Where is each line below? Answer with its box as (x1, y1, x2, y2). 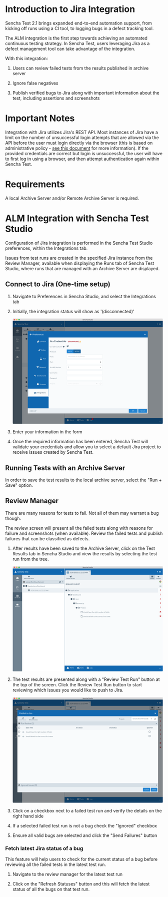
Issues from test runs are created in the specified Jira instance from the (5, 255, 153, 261)
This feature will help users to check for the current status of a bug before (5, 856, 158, 862)
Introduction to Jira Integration (5, 4, 135, 15)
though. (5, 515, 21, 521)
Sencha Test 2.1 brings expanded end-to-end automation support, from (5, 20, 152, 26)
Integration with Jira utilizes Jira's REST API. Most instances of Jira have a (5, 129, 158, 135)
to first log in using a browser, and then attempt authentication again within (5, 156, 159, 162)
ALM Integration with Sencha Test (5, 213, 149, 224)
